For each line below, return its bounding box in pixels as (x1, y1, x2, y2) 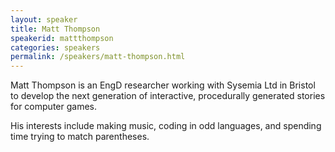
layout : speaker (10, 14, 78, 25)
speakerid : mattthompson (10, 33, 114, 43)
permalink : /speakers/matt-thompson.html (10, 52, 186, 62)
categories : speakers (10, 42, 101, 53)
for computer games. (10, 101, 97, 113)
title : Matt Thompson (10, 24, 101, 34)
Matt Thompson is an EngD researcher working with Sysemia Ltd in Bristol (10, 79, 316, 91)
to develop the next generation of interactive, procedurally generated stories (10, 90, 326, 102)
